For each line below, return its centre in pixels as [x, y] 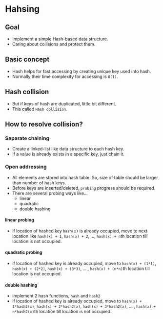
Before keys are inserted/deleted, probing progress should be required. [83, 188]
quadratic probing [24, 252]
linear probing [20, 220]
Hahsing [22, 9]
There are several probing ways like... [50, 193]
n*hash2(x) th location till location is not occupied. [62, 312]
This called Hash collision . [40, 109]
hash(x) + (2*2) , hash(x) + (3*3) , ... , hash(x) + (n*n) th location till [81, 269]
